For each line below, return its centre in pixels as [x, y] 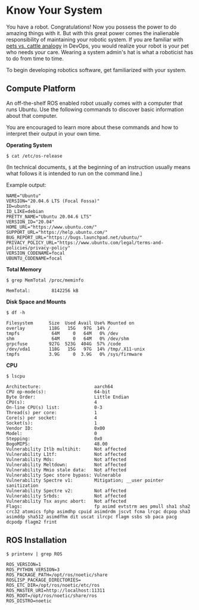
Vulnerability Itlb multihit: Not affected [66, 449]
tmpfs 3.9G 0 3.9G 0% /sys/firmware [74, 354]
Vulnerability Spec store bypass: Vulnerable [63, 475]
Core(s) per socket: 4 [52, 418]
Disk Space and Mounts [36, 302]
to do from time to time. [35, 58]
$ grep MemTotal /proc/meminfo [45, 280]
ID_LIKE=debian [25, 211]
